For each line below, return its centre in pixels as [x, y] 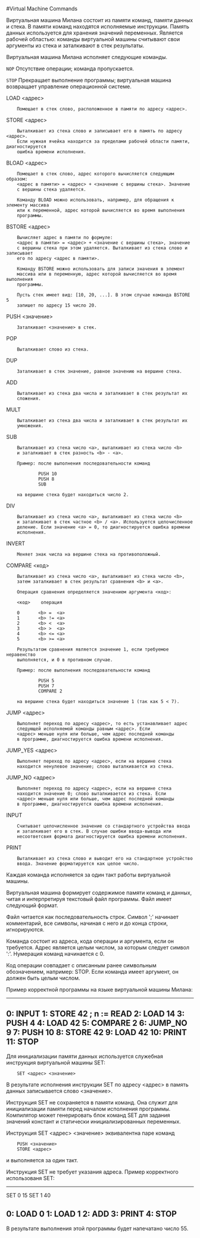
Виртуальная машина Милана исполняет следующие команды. [87, 57]
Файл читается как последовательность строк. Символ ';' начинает [93, 917]
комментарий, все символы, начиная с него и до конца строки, [87, 923]
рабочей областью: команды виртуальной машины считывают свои [93, 39]
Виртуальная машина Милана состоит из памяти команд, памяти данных [100, 20]
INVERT [16, 543]
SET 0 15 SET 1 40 [28, 1195]
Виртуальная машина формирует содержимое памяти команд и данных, [99, 893]
